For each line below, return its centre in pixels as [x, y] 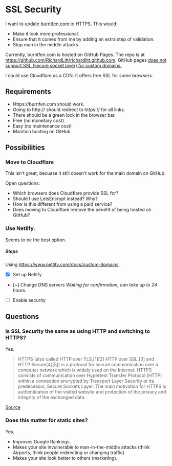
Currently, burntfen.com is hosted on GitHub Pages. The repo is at [75, 55]
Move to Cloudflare [30, 162]
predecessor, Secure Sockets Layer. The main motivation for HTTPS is [92, 386]
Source [13, 407]
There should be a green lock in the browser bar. [64, 115]
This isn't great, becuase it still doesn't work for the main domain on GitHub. [85, 173]
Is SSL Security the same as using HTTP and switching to [78, 331]
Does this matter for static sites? [47, 420]
